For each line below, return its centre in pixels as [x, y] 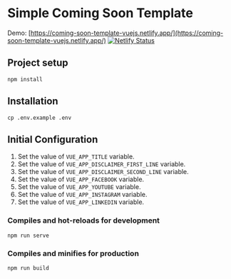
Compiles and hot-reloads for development [84, 220]
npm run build [29, 268]
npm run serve [29, 235]
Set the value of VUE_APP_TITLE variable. [76, 157]
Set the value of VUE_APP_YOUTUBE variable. [79, 187]
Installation [33, 101]
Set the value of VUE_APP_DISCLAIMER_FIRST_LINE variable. [102, 164]
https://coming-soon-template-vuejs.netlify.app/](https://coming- [127, 33]
